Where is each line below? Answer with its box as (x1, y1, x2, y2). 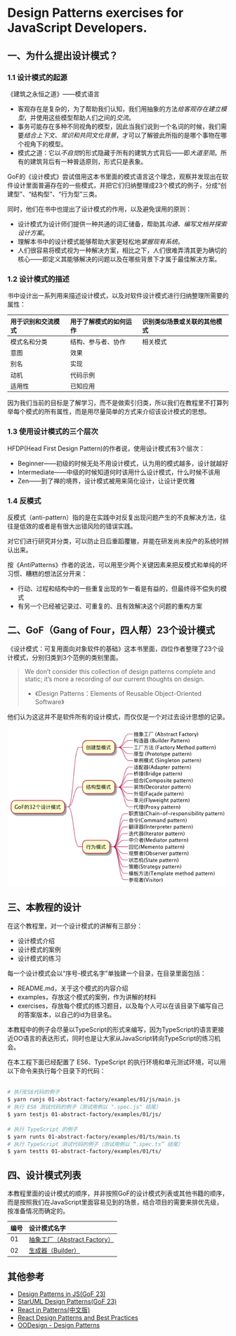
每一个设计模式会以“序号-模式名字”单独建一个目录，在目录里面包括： (7, 968, 206, 978)
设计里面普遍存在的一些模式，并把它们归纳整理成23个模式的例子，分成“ (13, 181, 221, 189)
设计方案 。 (17, 228, 49, 237)
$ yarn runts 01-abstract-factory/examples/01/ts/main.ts (7, 1133, 181, 1140)
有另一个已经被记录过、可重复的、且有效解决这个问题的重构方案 (17, 602, 202, 611)
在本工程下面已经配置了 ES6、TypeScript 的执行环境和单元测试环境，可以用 (7, 1058, 226, 1066)
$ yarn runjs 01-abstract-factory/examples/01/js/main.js (7, 1096, 181, 1103)
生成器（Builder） (29, 1246, 81, 1255)
